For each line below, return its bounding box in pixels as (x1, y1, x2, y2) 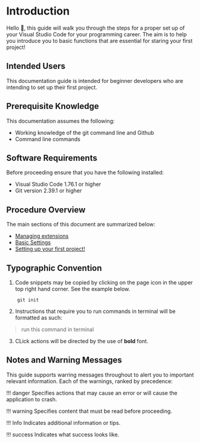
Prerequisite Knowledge (6, 101, 99, 111)
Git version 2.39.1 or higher (15, 187, 82, 194)
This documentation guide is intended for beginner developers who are (6, 77, 183, 84)
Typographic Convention (6, 263, 102, 273)
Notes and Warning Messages (6, 355, 122, 366)
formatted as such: (15, 314, 62, 321)
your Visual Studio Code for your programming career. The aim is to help (6, 30, 187, 38)
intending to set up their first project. (6, 84, 98, 91)
